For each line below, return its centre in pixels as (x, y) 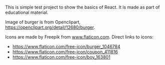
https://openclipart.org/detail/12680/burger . (50, 27)
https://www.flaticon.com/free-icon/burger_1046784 (66, 46)
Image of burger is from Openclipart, (43, 22)
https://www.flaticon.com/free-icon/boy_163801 (61, 57)
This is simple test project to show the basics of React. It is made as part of (82, 7)
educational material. (27, 12)
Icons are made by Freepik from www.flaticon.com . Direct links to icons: (79, 37)
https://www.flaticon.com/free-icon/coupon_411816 (65, 52)
